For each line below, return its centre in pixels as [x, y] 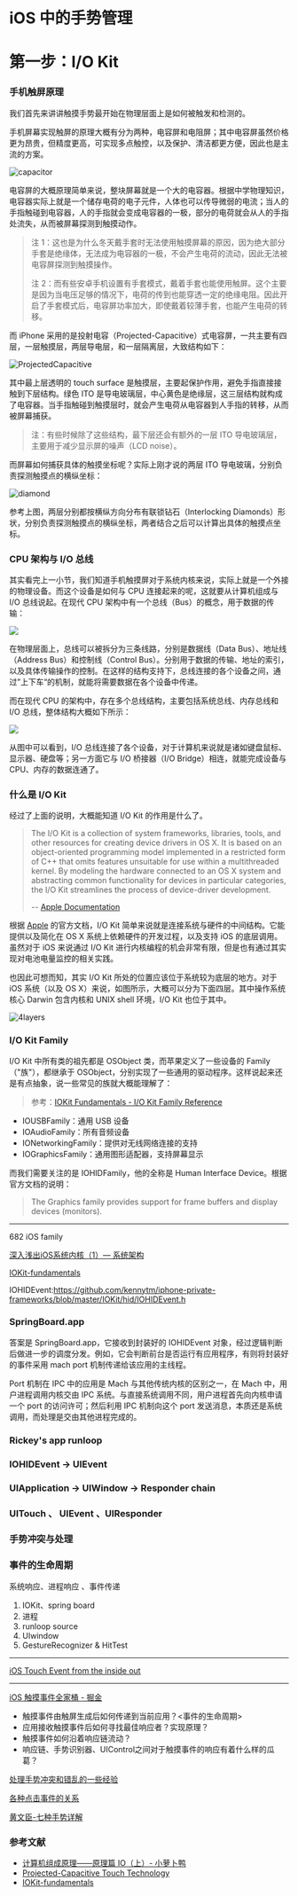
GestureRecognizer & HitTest [75, 1645]
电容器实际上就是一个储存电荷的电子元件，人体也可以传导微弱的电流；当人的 [149, 201]
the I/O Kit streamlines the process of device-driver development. [151, 890]
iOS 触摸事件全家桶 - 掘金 [56, 1697]
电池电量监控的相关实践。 [71, 959]
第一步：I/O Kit [64, 62]
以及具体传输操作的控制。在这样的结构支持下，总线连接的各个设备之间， [141, 670]
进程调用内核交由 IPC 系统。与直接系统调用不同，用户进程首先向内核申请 [149, 1394]
